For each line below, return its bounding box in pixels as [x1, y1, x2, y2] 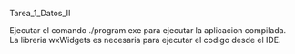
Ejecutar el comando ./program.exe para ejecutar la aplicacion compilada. [9, 25, 287, 35]
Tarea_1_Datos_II [9, 8, 71, 18]
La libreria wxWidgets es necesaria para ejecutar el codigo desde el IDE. [9, 35, 281, 45]
